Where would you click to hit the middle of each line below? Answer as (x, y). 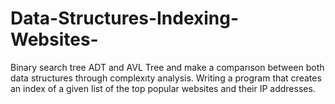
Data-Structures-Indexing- (125, 18)
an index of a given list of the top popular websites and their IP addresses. (163, 88)
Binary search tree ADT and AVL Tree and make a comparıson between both (167, 67)
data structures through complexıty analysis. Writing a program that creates (166, 78)
